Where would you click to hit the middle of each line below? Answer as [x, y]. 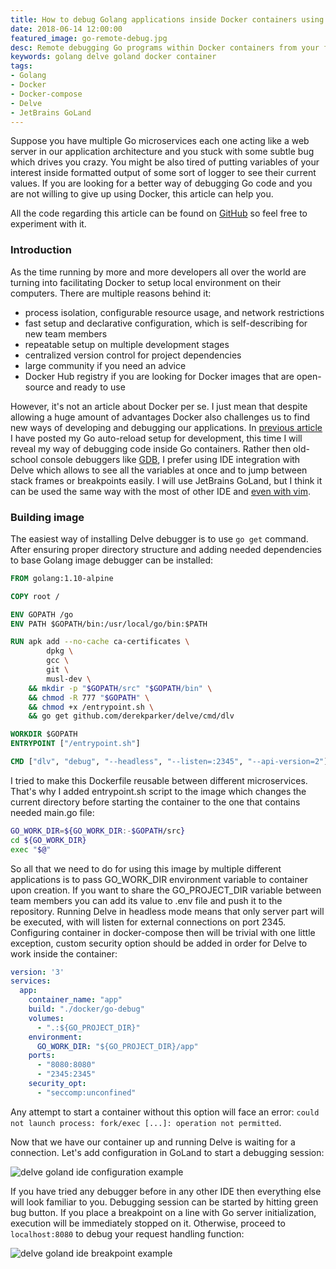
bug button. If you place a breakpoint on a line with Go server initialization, [163, 1212]
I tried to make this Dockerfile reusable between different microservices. [159, 780]
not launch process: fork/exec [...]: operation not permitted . [146, 1122]
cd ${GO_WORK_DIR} [48, 840]
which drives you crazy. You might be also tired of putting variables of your [165, 162]
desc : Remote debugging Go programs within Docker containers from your [165, 47]
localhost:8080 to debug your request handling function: [127, 1233]
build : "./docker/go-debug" [86, 1009]
